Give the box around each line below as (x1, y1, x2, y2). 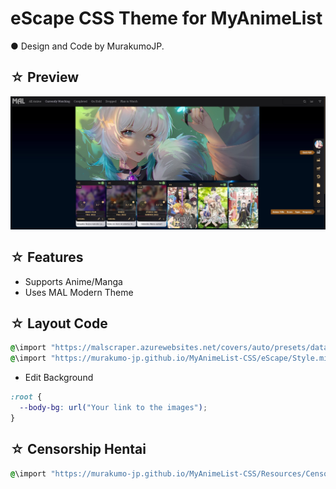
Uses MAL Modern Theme (24, 286, 134, 298)
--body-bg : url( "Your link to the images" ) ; (19, 403, 208, 413)
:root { (10, 392, 43, 402)
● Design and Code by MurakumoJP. (10, 40, 165, 52)
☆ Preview (10, 69, 80, 86)
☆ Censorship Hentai (10, 441, 147, 458)
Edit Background (24, 372, 94, 384)
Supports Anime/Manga (24, 275, 123, 287)
